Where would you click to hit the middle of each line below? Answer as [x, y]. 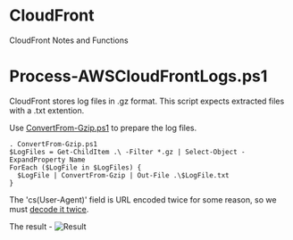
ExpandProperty [38, 160]
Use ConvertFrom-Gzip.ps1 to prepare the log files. [103, 128]
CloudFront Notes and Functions [69, 40]
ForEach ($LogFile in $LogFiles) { [75, 167]
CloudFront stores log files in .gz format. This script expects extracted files [147, 101]
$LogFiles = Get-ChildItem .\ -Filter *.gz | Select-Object [124, 152]
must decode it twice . [49, 209]
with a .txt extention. [47, 110]
